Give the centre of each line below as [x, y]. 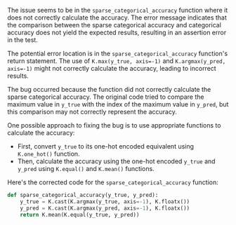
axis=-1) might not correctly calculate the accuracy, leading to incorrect [112, 68]
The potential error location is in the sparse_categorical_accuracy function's [118, 53]
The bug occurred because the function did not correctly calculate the [109, 89]
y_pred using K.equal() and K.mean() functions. [86, 169]
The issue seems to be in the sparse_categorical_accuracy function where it [118, 10]
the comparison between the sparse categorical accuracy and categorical [114, 25]
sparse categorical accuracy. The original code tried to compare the [106, 97]
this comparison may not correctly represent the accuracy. [92, 112]
